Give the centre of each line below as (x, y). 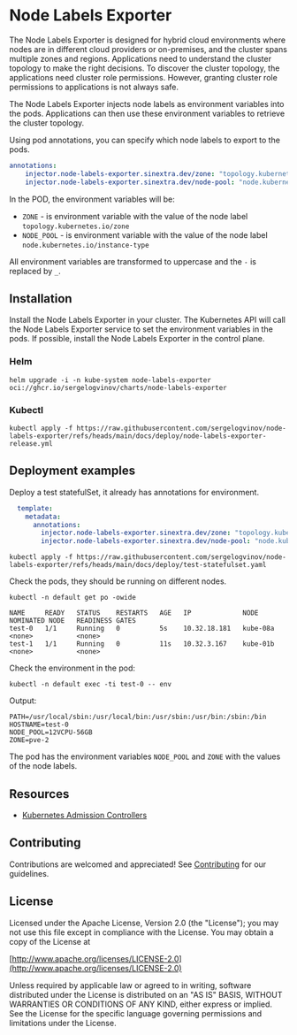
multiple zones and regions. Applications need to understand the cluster (141, 58)
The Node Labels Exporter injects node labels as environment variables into (147, 103)
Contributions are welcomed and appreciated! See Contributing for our (138, 864)
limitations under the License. (63, 1023)
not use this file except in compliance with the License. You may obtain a (141, 932)
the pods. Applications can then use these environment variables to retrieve (147, 113)
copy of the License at (50, 941)
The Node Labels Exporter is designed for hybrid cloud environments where (147, 40)
